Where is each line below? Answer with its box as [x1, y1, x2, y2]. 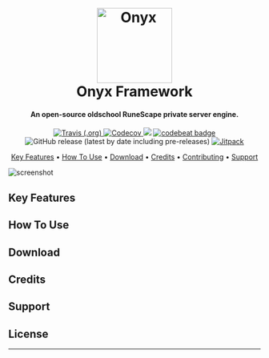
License [8, 327, 49, 340]
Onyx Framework [76, 82, 193, 101]
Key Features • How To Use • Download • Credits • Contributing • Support [10, 152, 259, 162]
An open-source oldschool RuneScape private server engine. [30, 109, 239, 119]
